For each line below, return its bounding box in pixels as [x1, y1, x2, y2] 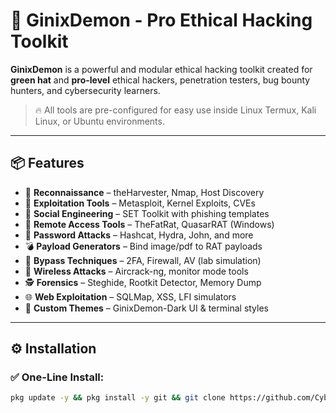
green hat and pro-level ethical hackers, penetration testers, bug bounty [10, 74, 311, 86]
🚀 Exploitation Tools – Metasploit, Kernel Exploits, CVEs [24, 197, 256, 209]
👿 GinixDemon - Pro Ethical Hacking [10, 9, 313, 32]
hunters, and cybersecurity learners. [10, 84, 161, 96]
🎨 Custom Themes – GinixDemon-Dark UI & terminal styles [24, 302, 270, 314]
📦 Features [10, 155, 85, 172]
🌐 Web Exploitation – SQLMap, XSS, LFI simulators [24, 290, 237, 303]
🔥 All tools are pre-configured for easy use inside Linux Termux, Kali [34, 104, 317, 116]
